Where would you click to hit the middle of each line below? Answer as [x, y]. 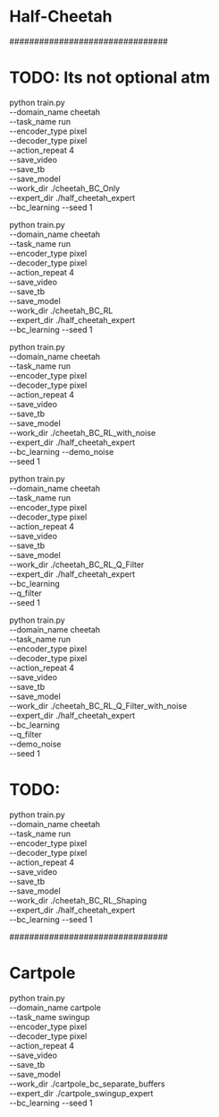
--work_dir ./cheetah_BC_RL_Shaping [78, 900]
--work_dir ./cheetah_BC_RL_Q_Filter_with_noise [98, 705]
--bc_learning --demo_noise [62, 451]
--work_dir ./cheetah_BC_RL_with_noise [83, 432]
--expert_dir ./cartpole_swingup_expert [81, 1093]
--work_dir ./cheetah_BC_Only [65, 188]
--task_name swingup [50, 1017]
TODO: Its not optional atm [110, 78]
